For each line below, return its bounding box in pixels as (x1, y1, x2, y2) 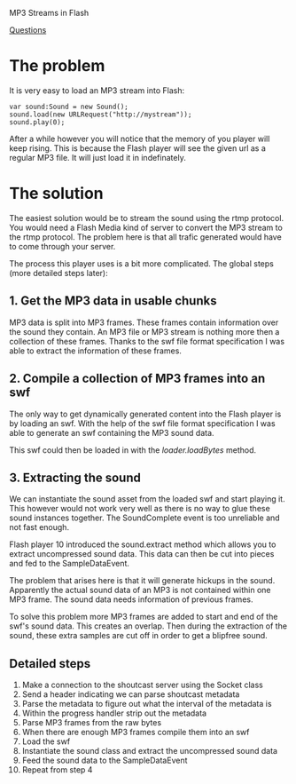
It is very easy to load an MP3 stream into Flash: (9, 84, 184, 96)
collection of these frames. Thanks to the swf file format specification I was (9, 336, 285, 346)
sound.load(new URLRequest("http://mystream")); (9, 110, 192, 119)
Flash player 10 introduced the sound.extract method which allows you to (9, 539, 277, 550)
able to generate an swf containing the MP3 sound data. (9, 427, 214, 438)
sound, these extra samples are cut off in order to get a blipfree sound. (9, 630, 268, 641)
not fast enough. (9, 522, 69, 533)
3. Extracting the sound (9, 470, 142, 485)
